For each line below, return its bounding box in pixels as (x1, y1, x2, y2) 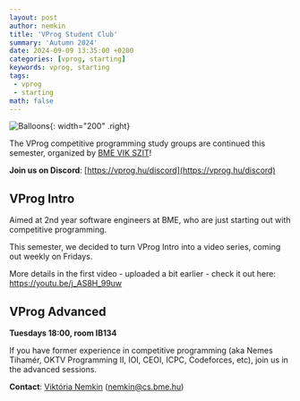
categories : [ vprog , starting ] (9, 55, 126, 64)
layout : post (9, 13, 58, 22)
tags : (9, 72, 30, 81)
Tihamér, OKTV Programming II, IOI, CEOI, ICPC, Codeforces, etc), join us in (9, 354, 289, 365)
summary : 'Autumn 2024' (9, 38, 99, 47)
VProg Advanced (9, 303, 107, 319)
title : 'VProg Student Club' (9, 30, 118, 38)
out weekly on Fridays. (9, 252, 93, 262)
